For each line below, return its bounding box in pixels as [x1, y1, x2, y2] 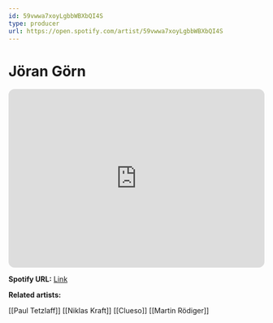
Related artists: [8, 290, 62, 300]
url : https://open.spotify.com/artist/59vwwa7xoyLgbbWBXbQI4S [8, 27, 223, 35]
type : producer [8, 19, 60, 28]
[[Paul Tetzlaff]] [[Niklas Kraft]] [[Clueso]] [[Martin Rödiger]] [8, 306, 210, 316]
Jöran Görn [8, 62, 87, 80]
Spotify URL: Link [8, 274, 68, 284]
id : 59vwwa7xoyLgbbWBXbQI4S [8, 11, 104, 20]
